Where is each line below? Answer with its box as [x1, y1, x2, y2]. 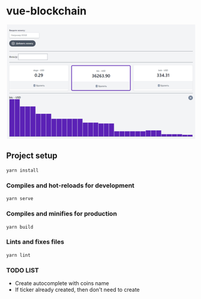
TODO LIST [6, 266, 39, 274]
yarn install [6, 167, 39, 174]
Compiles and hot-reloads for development [6, 181, 135, 190]
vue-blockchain [6, 4, 87, 18]
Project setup [6, 151, 58, 161]
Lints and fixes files [6, 238, 65, 246]
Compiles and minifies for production [6, 210, 117, 218]
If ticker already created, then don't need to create [14, 286, 140, 294]
